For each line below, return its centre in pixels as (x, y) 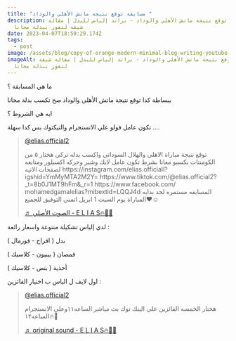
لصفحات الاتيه (42, 169)
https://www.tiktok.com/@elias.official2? (158, 176)
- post (23, 46)
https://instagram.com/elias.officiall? (115, 169)
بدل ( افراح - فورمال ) (36, 240)
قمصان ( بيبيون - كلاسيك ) (41, 254)
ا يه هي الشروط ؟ (30, 113)
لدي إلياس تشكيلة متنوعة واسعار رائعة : (59, 226)
